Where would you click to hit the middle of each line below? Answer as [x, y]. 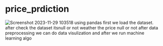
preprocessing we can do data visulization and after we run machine [75, 33]
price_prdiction [37, 9]
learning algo [19, 38]
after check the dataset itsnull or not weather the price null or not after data [82, 27]
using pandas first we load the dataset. [114, 23]
